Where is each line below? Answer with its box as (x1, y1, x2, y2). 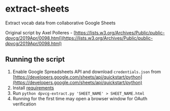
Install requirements (12, 85, 54, 91)
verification (12, 101, 36, 107)
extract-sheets (5, 3, 69, 15)
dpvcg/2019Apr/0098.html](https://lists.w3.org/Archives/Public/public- (5, 35, 153, 41)
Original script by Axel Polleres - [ (5, 29, 76, 35)
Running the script (5, 55, 65, 64)
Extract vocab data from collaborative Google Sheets (5, 20, 116, 26)
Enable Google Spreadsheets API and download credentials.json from (12, 68, 161, 75)
